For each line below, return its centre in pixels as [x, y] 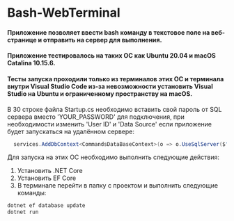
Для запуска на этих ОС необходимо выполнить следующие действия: [114, 157]
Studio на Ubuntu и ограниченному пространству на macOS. [100, 93]
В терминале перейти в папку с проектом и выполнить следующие [117, 186]
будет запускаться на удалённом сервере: [71, 131]
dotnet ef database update [46, 206]
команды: [32, 193]
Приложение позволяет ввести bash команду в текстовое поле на [109, 32]
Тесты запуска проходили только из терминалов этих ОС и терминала [116, 79]
